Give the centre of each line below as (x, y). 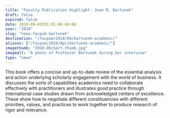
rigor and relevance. (27, 110)
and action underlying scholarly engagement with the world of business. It (83, 78)
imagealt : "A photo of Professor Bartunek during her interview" (76, 53)
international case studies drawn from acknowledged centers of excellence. (85, 94)
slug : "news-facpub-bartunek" (38, 34)
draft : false (19, 15)
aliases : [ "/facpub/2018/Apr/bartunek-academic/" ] (60, 43)
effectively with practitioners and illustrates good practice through (75, 88)
